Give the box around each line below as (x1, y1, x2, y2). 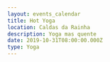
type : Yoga (7, 43, 40, 51)
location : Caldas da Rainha (7, 24, 91, 31)
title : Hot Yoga (7, 17, 55, 24)
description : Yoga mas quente (7, 30, 97, 38)
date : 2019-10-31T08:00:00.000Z (7, 37, 103, 44)
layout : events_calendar (7, 10, 81, 18)
